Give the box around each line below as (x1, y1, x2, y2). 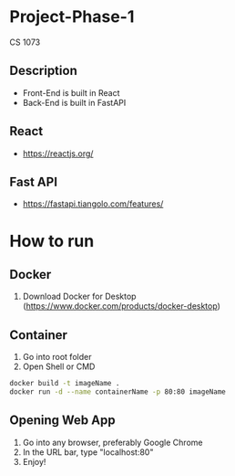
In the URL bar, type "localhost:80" (22, 446, 154, 458)
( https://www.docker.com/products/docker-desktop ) (22, 301, 220, 312)
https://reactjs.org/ (22, 148, 94, 159)
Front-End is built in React (22, 87, 120, 98)
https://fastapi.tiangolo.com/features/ (22, 198, 164, 209)
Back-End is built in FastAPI (22, 97, 127, 108)
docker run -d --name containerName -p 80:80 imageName (9, 387, 226, 397)
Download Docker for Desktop (22, 291, 137, 302)
